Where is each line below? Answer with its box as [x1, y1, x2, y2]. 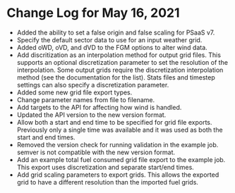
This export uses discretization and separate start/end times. [16, 163, 195, 171]
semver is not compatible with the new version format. [16, 148, 176, 156]
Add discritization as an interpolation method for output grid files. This [16, 51, 222, 59]
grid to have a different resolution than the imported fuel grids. [16, 178, 199, 186]
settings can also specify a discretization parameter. [16, 80, 169, 89]
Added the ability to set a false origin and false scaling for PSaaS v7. [16, 28, 215, 37]
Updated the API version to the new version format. [16, 111, 167, 119]
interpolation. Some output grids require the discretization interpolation [16, 66, 224, 74]
